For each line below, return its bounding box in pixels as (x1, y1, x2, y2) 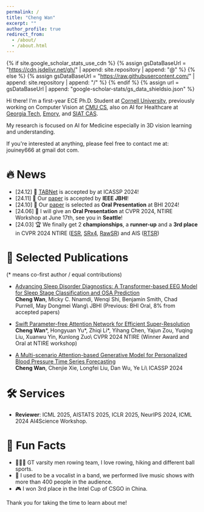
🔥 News (6, 168, 47, 182)
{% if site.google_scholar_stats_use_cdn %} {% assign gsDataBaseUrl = (6, 59, 186, 67)
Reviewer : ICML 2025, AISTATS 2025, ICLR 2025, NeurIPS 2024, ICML (15, 411, 192, 418)
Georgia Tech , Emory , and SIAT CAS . (6, 110, 98, 117)
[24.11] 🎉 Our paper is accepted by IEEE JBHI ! (15, 194, 129, 202)
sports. (15, 465, 33, 473)
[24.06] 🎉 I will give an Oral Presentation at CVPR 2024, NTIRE (15, 207, 173, 214)
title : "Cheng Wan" (6, 15, 56, 21)
